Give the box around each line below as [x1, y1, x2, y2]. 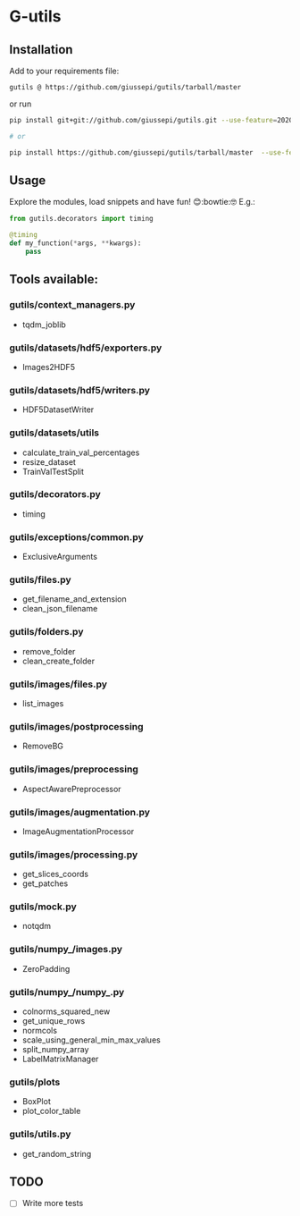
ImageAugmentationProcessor [21, 825, 135, 837]
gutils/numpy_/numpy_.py [9, 985, 125, 998]
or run [9, 98, 32, 109]
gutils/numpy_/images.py [9, 943, 123, 956]
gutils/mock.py [9, 900, 78, 913]
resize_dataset [21, 456, 76, 467]
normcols [21, 1026, 58, 1036]
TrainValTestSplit [21, 466, 85, 477]
